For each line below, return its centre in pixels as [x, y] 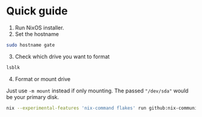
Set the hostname [37, 34]
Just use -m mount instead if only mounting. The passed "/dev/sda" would [97, 91]
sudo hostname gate [31, 45]
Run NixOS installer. [39, 28]
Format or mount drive [43, 79]
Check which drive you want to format [62, 56]
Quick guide [37, 11]
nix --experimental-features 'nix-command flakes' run [76, 108]
